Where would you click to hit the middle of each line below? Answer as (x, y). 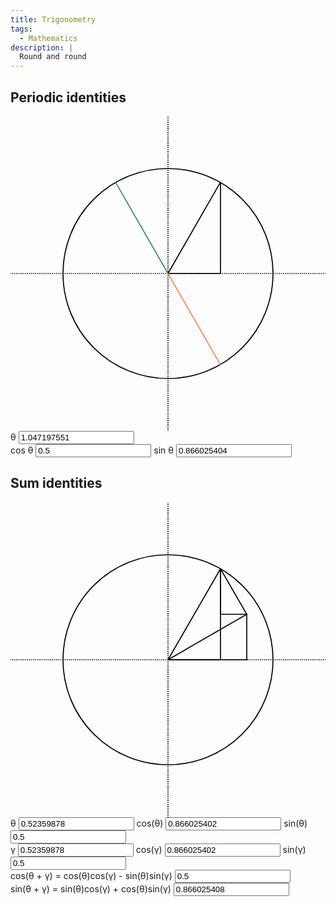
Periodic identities (68, 97)
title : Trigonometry (53, 19)
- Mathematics (48, 38)
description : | (42, 47)
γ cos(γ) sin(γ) (158, 849)
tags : (21, 29)
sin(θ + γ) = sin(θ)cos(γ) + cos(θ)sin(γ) (91, 888)
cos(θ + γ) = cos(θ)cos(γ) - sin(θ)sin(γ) (91, 875)
